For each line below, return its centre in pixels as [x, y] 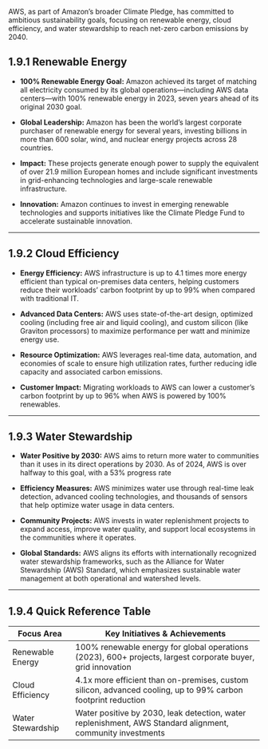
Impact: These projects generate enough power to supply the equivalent [139, 163]
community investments [120, 733]
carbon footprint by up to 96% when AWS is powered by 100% [123, 395]
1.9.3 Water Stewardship [71, 437]
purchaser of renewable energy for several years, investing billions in [133, 130]
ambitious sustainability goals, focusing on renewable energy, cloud [120, 20]
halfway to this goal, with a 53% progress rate [95, 473]
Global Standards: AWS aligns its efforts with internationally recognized [138, 553]
